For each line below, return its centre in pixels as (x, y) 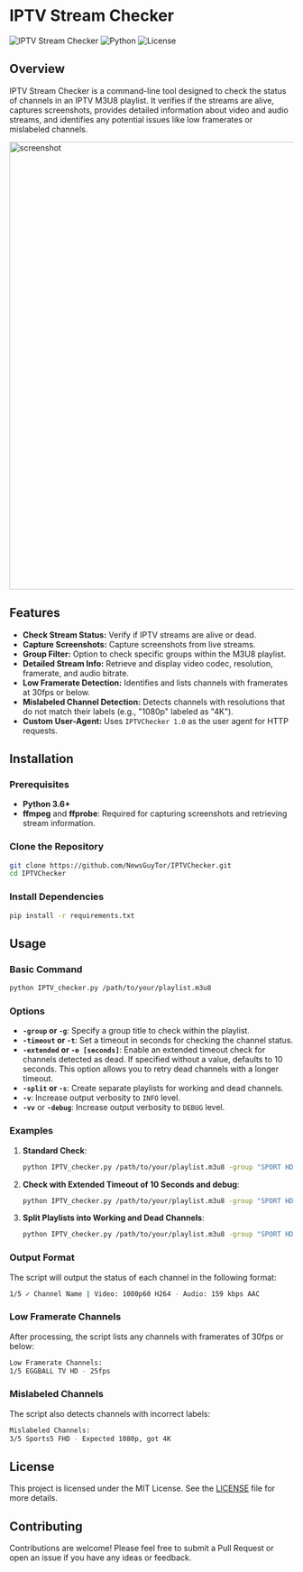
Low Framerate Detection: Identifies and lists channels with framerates (155, 683)
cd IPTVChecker (38, 874)
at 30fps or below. (56, 692)
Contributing (46, 1526)
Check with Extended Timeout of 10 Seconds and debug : (131, 1184)
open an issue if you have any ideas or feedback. (101, 1558)
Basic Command (46, 969)
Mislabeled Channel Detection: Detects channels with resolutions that (154, 702)
